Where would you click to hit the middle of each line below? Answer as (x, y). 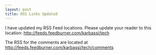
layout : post (18, 9)
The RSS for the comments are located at (47, 42)
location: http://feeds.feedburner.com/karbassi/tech (57, 33)
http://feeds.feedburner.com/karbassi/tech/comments (59, 47)
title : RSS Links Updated (31, 14)
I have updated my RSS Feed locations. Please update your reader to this (78, 27)
